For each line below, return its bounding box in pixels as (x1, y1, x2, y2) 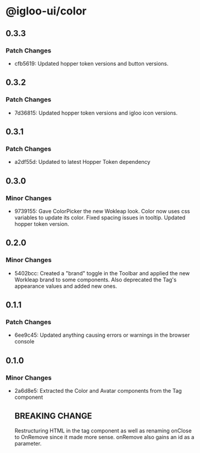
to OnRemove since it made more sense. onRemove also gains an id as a (14, 433, 195, 440)
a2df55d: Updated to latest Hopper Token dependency (14, 158, 151, 166)
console (14, 338, 34, 345)
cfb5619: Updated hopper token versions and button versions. (14, 60, 169, 67)
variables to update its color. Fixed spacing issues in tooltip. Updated (14, 214, 186, 221)
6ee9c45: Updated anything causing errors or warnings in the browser (14, 331, 190, 339)
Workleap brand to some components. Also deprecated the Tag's (14, 276, 177, 283)
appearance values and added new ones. (14, 282, 117, 290)
